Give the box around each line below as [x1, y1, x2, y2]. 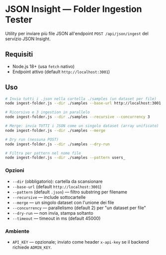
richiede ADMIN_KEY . [12, 244, 52, 250]
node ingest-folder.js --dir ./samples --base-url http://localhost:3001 [5, 101, 162, 106]
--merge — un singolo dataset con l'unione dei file [12, 199, 114, 205]
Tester [5, 14, 32, 25]
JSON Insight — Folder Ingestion [5, 3, 142, 15]
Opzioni [5, 167, 25, 174]
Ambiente [5, 228, 30, 235]
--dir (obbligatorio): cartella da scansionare [12, 178, 103, 184]
